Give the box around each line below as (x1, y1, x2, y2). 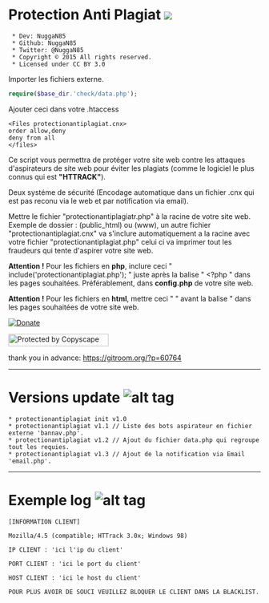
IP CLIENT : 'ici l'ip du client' (8, 545, 124, 554)
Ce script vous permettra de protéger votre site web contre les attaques (8, 155, 246, 164)
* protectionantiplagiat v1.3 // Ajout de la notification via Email (8, 450, 246, 458)
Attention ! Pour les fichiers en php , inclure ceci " (8, 261, 173, 270)
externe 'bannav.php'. (8, 429, 84, 437)
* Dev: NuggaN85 (11, 32, 66, 40)
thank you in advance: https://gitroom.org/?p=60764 (8, 353, 182, 362)
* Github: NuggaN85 (11, 38, 78, 47)
